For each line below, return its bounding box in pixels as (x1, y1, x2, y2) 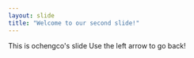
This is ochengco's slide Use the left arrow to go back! (8, 41, 186, 50)
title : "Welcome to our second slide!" (8, 19, 140, 27)
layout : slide (8, 11, 55, 20)
